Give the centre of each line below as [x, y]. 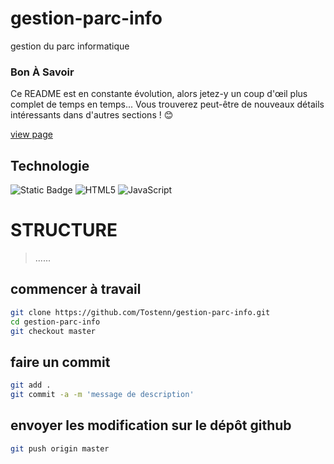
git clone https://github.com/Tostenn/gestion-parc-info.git [140, 312]
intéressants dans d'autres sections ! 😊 [92, 115]
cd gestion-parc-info [55, 322]
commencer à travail [76, 289]
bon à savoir [42, 72]
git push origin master [60, 448]
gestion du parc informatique [70, 46]
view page [31, 134]
